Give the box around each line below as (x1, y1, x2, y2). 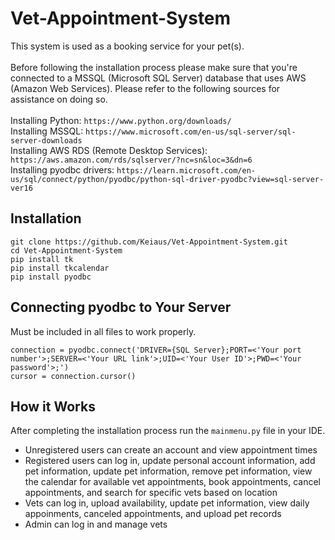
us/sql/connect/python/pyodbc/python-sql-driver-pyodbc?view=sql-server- (10, 174, 325, 184)
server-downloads (10, 135, 83, 146)
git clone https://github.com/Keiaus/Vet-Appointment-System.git (10, 237, 288, 247)
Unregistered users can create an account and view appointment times (24, 444, 318, 456)
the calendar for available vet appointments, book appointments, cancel (24, 476, 321, 488)
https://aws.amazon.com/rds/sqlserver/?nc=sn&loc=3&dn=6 (10, 155, 253, 165)
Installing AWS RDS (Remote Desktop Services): (10, 144, 208, 156)
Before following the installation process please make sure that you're (10, 61, 298, 73)
